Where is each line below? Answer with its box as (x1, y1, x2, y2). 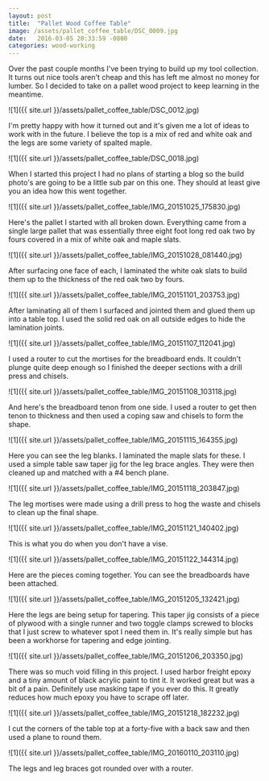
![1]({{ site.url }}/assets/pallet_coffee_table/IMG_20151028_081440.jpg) (8, 251, 243, 260)
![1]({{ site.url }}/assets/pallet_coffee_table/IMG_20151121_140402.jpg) (8, 523, 239, 533)
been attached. (8, 579, 59, 588)
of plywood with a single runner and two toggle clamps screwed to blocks (8, 618, 254, 629)
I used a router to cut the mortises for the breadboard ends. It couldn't (8, 354, 242, 363)
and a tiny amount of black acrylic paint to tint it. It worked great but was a (8, 675, 255, 685)
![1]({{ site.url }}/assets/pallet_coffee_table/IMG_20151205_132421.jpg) (8, 594, 240, 604)
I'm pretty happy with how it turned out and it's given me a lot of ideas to (8, 121, 250, 131)
